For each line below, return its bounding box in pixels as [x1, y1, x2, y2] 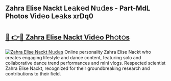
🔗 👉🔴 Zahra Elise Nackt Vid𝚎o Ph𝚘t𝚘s [5, 33, 130, 42]
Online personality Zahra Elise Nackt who [64, 49, 152, 55]
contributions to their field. [5, 71, 61, 76]
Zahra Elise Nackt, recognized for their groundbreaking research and [5, 65, 150, 71]
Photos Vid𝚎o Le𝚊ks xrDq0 [5, 12, 93, 21]
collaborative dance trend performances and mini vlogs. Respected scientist [5, 60, 166, 66]
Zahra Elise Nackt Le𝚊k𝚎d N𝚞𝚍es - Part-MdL [5, 4, 151, 13]
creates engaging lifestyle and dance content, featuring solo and [5, 55, 141, 60]
